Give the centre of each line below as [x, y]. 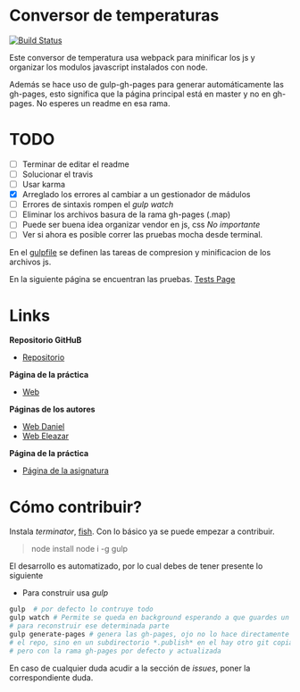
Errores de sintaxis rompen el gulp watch [98, 204]
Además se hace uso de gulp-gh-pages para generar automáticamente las [146, 84]
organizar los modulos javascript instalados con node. [108, 67]
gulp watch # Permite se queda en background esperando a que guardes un [150, 618]
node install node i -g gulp [79, 549]
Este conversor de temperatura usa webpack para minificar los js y [133, 57]
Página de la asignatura [65, 471]
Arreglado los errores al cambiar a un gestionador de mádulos [136, 195]
